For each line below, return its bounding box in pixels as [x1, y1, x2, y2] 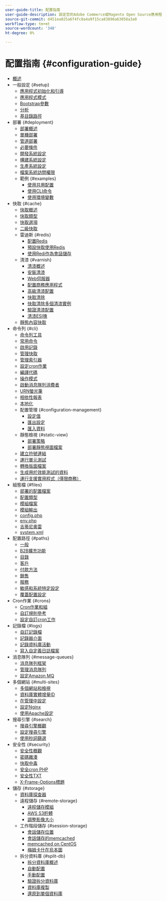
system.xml [19, 529, 44, 535]
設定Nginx [19, 703, 41, 710]
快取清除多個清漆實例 [27, 300, 71, 306]
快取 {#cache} [12, 200, 42, 206]
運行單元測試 [19, 456, 46, 462]
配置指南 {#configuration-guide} [5, 58, 142, 69]
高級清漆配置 [27, 288, 54, 294]
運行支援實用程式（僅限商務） [19, 475, 81, 481]
